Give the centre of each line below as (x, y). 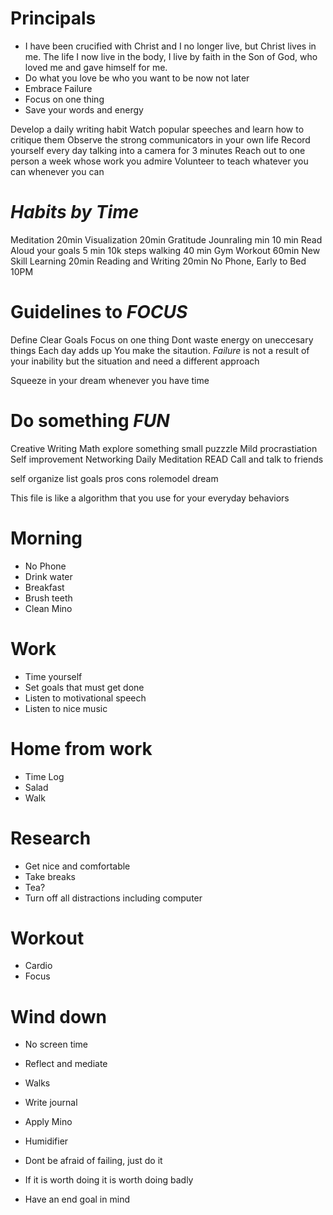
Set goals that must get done (84, 687)
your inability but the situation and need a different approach (135, 361)
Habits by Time (75, 212)
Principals (53, 18)
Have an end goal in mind (77, 1199)
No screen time (56, 1044)
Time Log (44, 776)
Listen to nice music (66, 708)
